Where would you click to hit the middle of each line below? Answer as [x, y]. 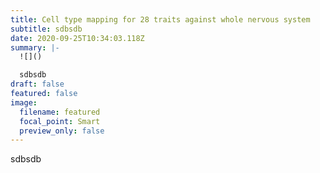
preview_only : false [62, 131]
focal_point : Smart [60, 121]
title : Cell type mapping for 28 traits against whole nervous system [160, 19]
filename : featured [60, 112]
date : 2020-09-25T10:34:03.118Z [77, 38]
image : [24, 102]
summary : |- [35, 47]
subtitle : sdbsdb [46, 29]
